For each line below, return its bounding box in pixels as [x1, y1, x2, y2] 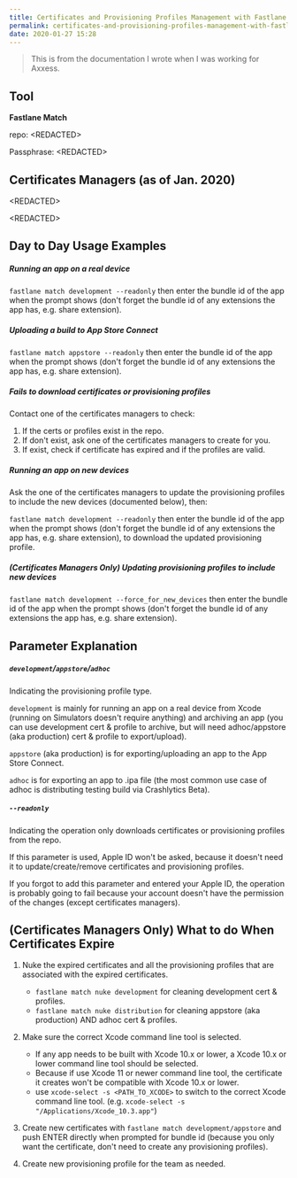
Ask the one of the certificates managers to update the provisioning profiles [9, 487, 286, 498]
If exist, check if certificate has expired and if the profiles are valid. [21, 445, 266, 455]
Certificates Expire [9, 936, 115, 951]
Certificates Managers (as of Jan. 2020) [9, 172, 236, 187]
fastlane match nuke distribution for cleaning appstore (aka [34, 1005, 261, 1016]
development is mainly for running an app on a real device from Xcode [9, 702, 262, 713]
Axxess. [30, 63, 60, 74]
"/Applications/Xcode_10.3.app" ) [34, 1105, 157, 1116]
